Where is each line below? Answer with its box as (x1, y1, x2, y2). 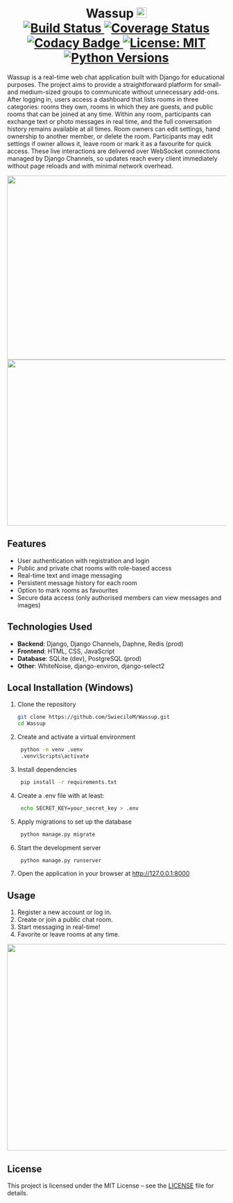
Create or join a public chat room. (17, 916, 113, 924)
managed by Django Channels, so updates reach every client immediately (7, 154, 218, 162)
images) (17, 600, 41, 609)
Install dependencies (17, 765, 78, 774)
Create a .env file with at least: (17, 791, 105, 799)
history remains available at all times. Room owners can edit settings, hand (7, 125, 221, 133)
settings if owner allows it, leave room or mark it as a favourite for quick (7, 139, 212, 148)
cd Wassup (17, 720, 46, 727)
